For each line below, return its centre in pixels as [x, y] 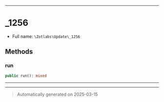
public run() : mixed [26, 76]
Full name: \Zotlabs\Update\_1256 [46, 36]
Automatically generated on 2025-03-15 [57, 94]
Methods [19, 52]
